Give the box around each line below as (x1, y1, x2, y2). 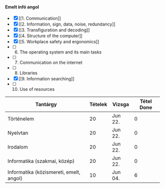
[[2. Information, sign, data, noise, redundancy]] (18, 21, 115, 27)
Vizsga (112, 101, 129, 108)
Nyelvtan (7, 130, 28, 136)
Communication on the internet (19, 59, 82, 66)
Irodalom (7, 144, 28, 151)
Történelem (7, 115, 34, 122)
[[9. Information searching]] (18, 76, 75, 82)
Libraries (19, 70, 38, 76)
